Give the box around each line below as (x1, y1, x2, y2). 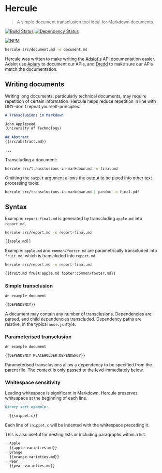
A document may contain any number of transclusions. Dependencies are (5, 311, 152, 316)
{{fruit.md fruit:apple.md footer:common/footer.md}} (5, 271, 116, 276)
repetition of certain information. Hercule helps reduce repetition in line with (5, 98, 156, 104)
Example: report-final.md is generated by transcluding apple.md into (5, 216, 143, 221)
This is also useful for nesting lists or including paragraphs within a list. (5, 432, 147, 438)
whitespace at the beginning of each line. (5, 395, 88, 401)
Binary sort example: (5, 405, 49, 410)
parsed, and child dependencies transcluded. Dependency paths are (5, 316, 142, 322)
